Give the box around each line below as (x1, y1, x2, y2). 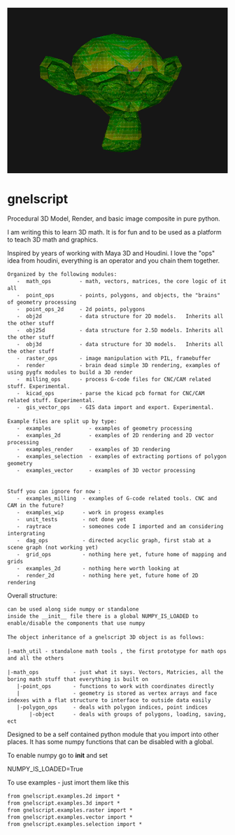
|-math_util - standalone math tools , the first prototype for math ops (7, 647, 227, 655)
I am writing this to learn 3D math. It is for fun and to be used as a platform (7, 228, 222, 236)
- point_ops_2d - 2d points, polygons (16, 305, 145, 312)
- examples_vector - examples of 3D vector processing (16, 467, 196, 474)
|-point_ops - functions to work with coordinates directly (16, 682, 215, 690)
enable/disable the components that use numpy (7, 619, 145, 627)
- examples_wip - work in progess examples (16, 509, 164, 516)
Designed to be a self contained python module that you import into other (7, 730, 219, 738)
